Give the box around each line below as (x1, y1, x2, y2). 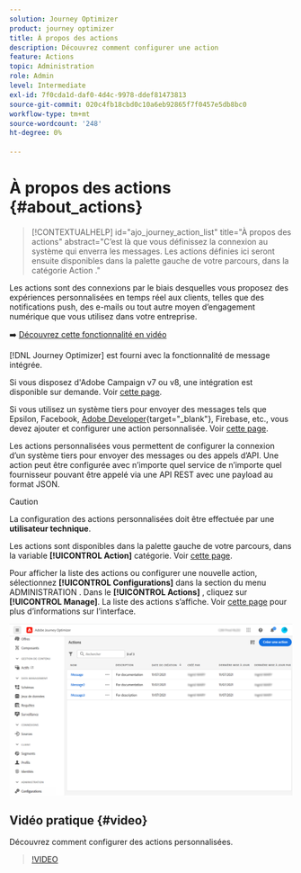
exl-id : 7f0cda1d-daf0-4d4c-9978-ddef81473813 (9, 90, 187, 99)
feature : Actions (9, 52, 75, 62)
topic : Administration (9, 62, 94, 71)
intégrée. (9, 359, 43, 370)
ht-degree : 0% (9, 129, 63, 138)
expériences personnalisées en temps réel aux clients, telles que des (9, 292, 265, 302)
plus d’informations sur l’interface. (9, 606, 137, 616)
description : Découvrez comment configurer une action (9, 43, 219, 52)
